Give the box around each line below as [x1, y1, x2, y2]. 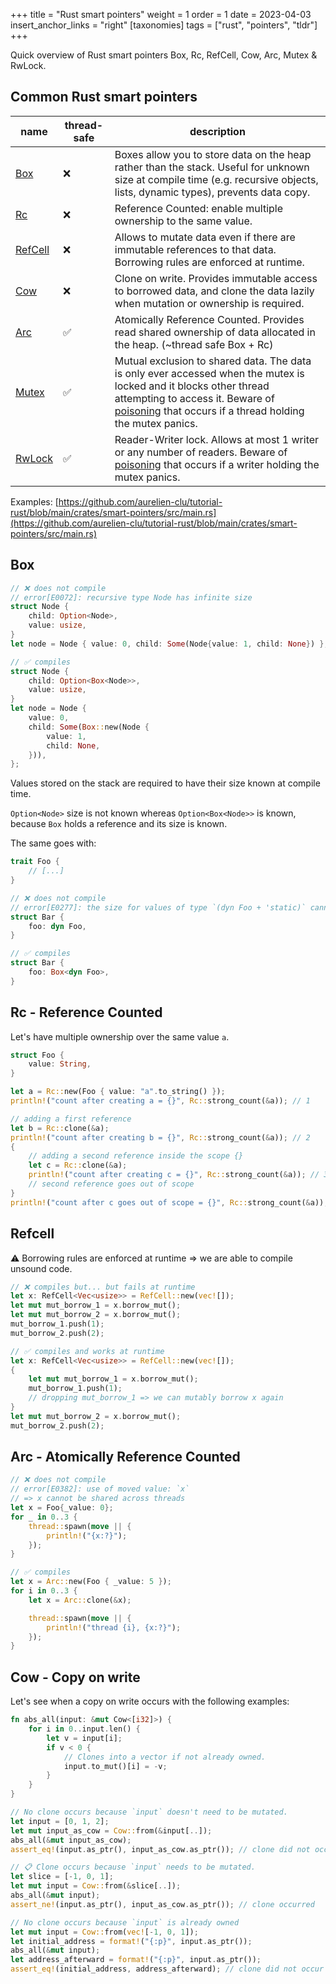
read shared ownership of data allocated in [114, 325, 316, 339]
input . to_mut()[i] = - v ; [63, 1761, 168, 1771]
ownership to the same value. [114, 214, 253, 228]
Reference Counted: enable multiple [114, 201, 284, 215]
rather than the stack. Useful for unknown [114, 160, 310, 174]
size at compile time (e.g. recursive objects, [114, 172, 319, 186]
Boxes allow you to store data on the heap [114, 147, 312, 161]
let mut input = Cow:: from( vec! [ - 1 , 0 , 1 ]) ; [10, 1927, 199, 1937]
